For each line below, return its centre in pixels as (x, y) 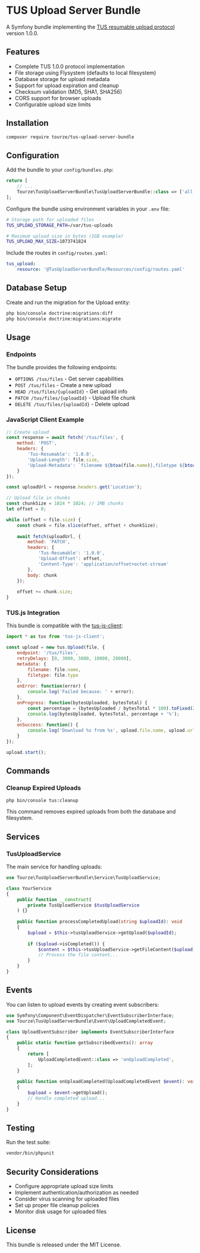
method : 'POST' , (37, 443)
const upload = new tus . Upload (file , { (56, 648)
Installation (27, 123)
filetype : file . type (53, 675)
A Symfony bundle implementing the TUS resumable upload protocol (90, 27)
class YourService (29, 888)
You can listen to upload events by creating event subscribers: (83, 1004)
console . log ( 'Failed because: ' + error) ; (81, 692)
